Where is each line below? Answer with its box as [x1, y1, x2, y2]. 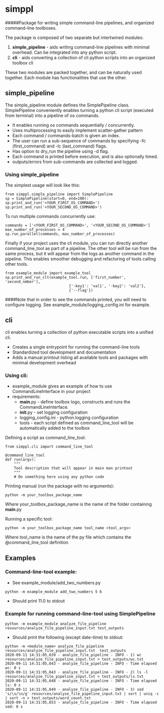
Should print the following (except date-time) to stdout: [12, 635, 124, 641]
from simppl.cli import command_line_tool [5, 444, 93, 449]
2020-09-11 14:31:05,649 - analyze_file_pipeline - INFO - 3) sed [5, 687, 144, 692]
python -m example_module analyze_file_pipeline [5, 621, 107, 627]
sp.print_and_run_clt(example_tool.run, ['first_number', [5, 275, 126, 280]
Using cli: [5, 372, 28, 379]
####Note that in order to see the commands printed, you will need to [5, 297, 147, 303]
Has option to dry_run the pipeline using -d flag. [12, 148, 109, 154]
